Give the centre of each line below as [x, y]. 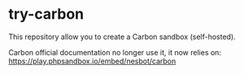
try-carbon [46, 14]
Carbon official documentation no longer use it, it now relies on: [115, 52]
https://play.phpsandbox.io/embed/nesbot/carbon [92, 61]
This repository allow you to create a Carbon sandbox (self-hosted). [122, 37]
